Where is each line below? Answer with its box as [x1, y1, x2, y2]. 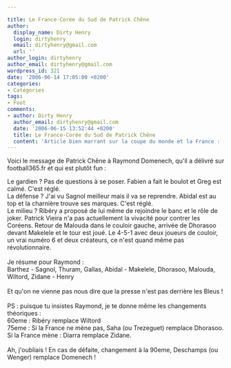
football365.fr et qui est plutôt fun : [7, 164, 107, 172]
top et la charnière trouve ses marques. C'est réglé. [7, 199, 153, 207]
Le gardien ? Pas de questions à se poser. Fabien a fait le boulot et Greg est [7, 177, 222, 186]
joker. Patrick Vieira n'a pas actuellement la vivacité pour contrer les [7, 214, 201, 223]
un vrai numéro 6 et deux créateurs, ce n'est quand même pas [7, 236, 185, 245]
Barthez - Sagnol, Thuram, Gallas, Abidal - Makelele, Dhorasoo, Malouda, [7, 265, 216, 274]
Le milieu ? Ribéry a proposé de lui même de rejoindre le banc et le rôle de [7, 207, 219, 215]
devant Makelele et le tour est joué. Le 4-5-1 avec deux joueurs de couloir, [7, 229, 219, 237]
